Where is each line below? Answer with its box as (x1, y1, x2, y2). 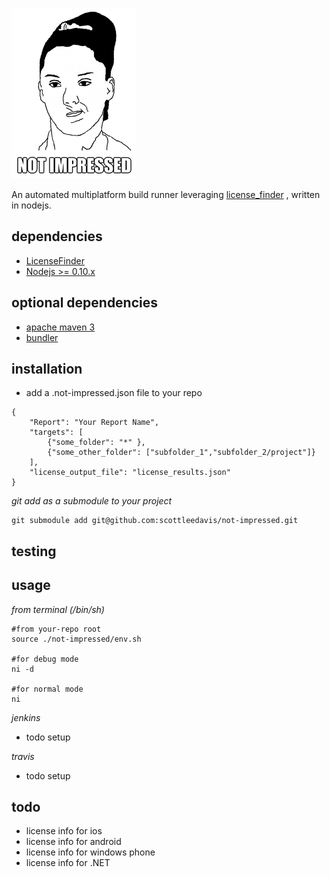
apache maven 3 (25, 321, 96, 333)
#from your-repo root (11, 624, 102, 634)
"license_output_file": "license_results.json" (29, 468, 231, 478)
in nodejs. (11, 199, 52, 211)
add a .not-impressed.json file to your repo (25, 387, 203, 399)
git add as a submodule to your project (11, 495, 173, 507)
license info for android (25, 836, 122, 848)
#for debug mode (11, 654, 79, 664)
